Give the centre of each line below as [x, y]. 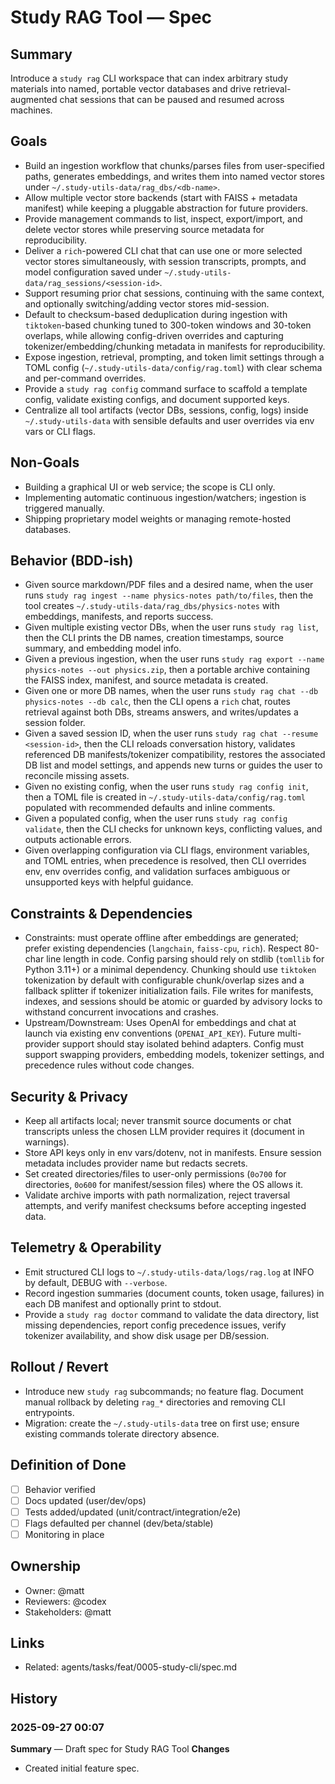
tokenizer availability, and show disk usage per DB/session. [147, 1335]
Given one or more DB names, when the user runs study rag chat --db [171, 691]
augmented [34, 99]
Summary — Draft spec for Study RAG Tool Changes [120, 1749]
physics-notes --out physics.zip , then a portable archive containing [167, 670]
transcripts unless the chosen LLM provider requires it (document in [164, 1132]
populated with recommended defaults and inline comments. [150, 808]
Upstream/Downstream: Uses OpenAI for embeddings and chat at [160, 1023]
